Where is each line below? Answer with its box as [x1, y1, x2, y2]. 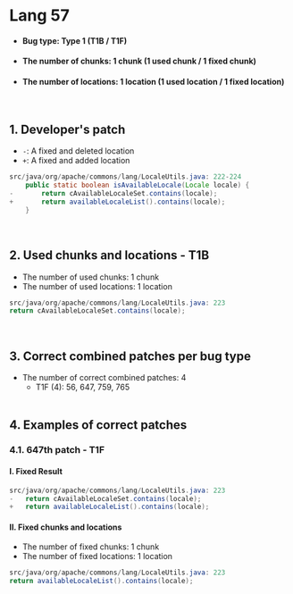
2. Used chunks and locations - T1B [9, 247, 210, 264]
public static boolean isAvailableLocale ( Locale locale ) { [25, 180, 250, 190]
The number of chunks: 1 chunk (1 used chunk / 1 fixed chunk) [21, 55, 257, 67]
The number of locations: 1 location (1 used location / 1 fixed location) [21, 76, 285, 87]
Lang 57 [9, 5, 70, 26]
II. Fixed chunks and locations [9, 522, 122, 532]
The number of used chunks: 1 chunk [21, 272, 159, 282]
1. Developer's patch [9, 121, 126, 137]
